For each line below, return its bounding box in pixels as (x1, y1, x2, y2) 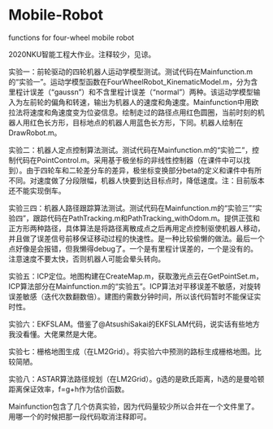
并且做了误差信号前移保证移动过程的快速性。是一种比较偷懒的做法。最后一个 (8, 234, 265, 243)
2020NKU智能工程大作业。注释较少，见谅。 (8, 49, 156, 59)
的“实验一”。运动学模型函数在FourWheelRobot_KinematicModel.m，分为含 (8, 77, 258, 86)
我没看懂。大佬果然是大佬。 (8, 329, 102, 339)
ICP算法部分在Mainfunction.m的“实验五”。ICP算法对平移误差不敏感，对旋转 (8, 281, 262, 291)
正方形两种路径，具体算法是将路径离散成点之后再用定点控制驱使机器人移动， (8, 223, 265, 233)
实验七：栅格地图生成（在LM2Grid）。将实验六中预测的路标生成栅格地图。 (8, 346, 254, 356)
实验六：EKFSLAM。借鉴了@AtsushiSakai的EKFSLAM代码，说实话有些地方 (8, 319, 260, 329)
